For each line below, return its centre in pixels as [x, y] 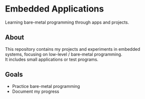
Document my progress [36, 91]
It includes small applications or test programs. [52, 59]
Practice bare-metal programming [46, 86]
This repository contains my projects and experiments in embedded [73, 49]
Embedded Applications [55, 9]
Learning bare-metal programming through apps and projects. [67, 22]
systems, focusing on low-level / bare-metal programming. [64, 54]
